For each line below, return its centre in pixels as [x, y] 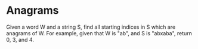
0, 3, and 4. [20, 39]
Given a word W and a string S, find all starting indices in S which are [91, 27]
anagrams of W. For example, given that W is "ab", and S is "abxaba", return [99, 33]
